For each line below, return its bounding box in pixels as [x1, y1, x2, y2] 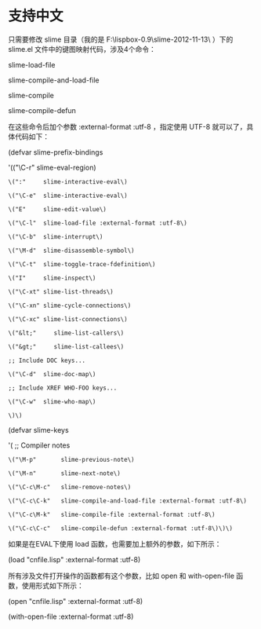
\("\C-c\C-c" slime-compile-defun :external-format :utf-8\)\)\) [8, 524, 234, 532]
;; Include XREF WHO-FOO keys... [8, 384, 118, 392]
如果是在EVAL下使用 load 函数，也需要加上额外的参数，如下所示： [8, 539, 222, 548]
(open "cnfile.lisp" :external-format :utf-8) [8, 596, 143, 605]
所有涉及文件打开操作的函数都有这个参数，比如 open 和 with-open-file [8, 571, 235, 580]
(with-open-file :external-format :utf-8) [8, 612, 134, 621]
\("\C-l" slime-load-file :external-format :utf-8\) [8, 219, 188, 227]
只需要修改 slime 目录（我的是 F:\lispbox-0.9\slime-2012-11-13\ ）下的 [8, 35, 234, 44]
